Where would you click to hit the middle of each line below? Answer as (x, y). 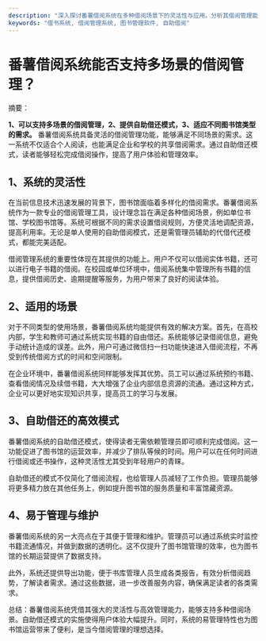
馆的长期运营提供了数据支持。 (57, 555)
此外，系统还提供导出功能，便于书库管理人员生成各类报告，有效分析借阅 (126, 573)
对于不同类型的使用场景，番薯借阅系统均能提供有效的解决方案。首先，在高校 (133, 327)
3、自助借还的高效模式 (64, 421)
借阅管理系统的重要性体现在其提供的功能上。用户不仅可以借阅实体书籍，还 (129, 259)
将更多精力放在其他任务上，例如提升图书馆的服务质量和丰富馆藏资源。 (123, 488)
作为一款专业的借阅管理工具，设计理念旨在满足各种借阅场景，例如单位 (129, 213)
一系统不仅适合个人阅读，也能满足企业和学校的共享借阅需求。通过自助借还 (129, 144)
